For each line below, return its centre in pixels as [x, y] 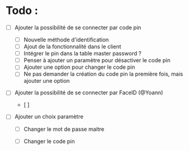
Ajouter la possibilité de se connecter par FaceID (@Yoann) [89, 93]
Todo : [22, 11]
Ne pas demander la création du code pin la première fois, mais [103, 74]
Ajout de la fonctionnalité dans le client [72, 47]
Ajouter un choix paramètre [49, 117]
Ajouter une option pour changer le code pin [79, 67]
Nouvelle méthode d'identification [66, 40]
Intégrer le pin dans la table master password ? [82, 54]
